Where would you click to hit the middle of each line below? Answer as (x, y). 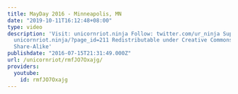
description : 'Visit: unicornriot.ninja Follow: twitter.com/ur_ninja (114, 34)
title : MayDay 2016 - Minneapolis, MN (64, 14)
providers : (23, 66)
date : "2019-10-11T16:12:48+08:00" (60, 20)
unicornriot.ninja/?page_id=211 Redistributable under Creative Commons (123, 40)
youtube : (27, 73)
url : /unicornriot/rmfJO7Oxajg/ (55, 60)
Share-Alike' (33, 47)
